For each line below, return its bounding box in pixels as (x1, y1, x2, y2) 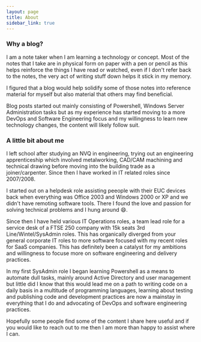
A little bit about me (6, 136, 65, 145)
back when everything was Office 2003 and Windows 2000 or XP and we (6, 193, 188, 200)
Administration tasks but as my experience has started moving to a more (6, 109, 185, 116)
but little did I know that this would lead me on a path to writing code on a (6, 280, 188, 287)
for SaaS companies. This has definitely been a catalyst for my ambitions (6, 243, 187, 250)
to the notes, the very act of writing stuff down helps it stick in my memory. (6, 73, 192, 80)
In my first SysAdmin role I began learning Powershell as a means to (6, 268, 175, 275)
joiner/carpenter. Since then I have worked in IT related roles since (6, 169, 170, 176)
